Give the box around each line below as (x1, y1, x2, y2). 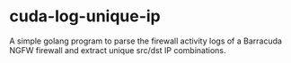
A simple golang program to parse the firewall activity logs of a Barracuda (9, 35, 283, 46)
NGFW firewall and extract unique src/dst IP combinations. (9, 44, 226, 55)
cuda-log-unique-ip (9, 6, 162, 27)
